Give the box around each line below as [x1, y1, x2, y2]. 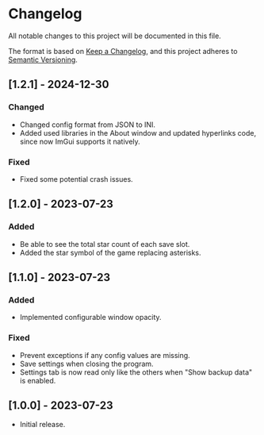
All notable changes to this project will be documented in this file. [8, 31, 222, 40]
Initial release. [19, 420, 66, 429]
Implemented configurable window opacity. [19, 313, 162, 322]
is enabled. [19, 375, 56, 385]
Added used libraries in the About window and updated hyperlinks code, [19, 128, 257, 137]
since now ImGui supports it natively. [19, 137, 140, 146]
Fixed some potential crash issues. [19, 174, 133, 183]
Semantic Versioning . [8, 55, 78, 64]
